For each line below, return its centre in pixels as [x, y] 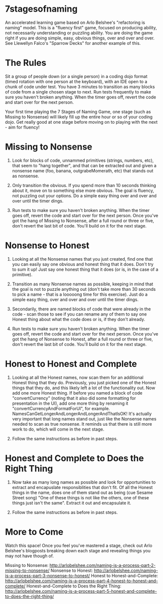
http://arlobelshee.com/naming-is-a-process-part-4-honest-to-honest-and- [81, 581]
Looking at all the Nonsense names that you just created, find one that [82, 259]
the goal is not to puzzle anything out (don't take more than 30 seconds [84, 289]
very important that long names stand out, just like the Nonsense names [84, 419]
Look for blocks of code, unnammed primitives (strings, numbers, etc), [83, 160]
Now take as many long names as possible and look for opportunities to [84, 482]
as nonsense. [26, 176]
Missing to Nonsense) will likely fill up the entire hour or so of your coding [79, 117]
